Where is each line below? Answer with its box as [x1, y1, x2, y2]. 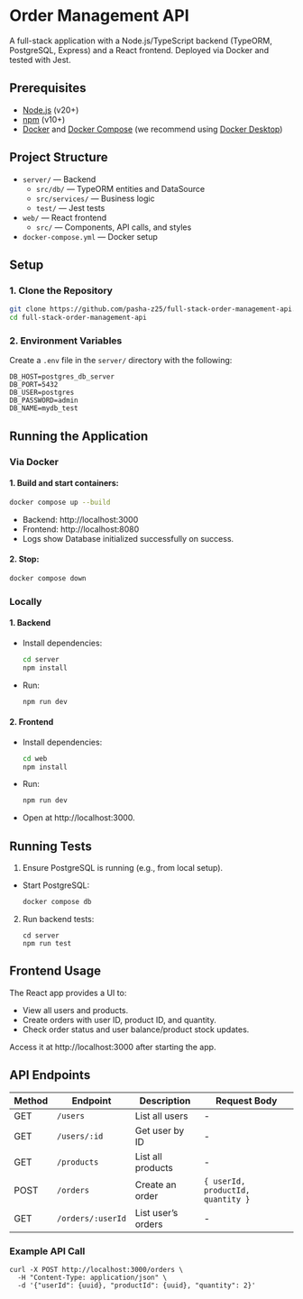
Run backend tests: [22, 914, 95, 925]
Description [139, 1094, 191, 1107]
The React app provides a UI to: [9, 987, 127, 998]
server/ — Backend [22, 173, 96, 185]
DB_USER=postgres [9, 389, 75, 398]
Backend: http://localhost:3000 [22, 514, 139, 525]
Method [14, 1094, 49, 1107]
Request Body [216, 1094, 278, 1107]
